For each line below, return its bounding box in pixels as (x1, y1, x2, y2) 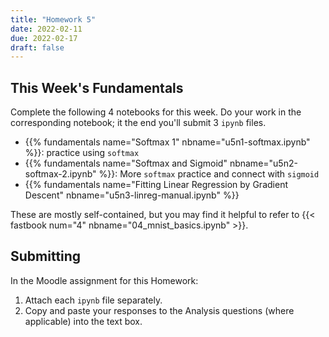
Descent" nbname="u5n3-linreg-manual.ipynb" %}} (24, 189, 240, 201)
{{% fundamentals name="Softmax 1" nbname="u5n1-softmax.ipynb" (24, 136, 311, 148)
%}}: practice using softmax (24, 147, 140, 159)
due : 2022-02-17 (10, 33, 78, 43)
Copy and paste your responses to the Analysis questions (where (24, 304, 295, 316)
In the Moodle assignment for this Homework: (10, 274, 199, 286)
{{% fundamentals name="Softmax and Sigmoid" (24, 157, 228, 170)
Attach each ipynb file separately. (24, 294, 163, 306)
